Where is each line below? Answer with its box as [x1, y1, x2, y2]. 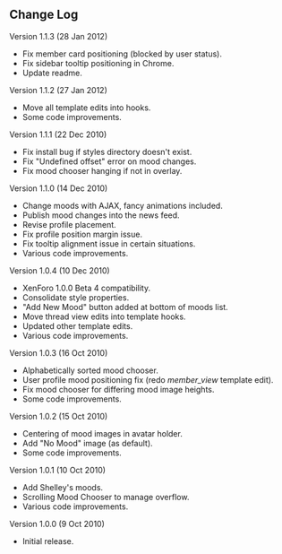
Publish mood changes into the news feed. [21, 210, 181, 221]
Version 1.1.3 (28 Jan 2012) [9, 30, 108, 41]
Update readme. [21, 67, 82, 78]
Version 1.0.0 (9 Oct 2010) [9, 518, 106, 529]
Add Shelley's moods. [21, 481, 104, 492]
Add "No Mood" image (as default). [21, 437, 154, 448]
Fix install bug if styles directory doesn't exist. [21, 146, 192, 157]
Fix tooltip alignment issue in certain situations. [21, 238, 196, 249]
